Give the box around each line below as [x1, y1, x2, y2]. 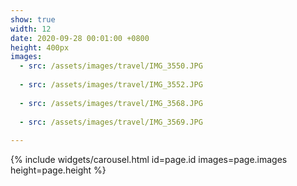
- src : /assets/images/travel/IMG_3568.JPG [19, 98, 203, 108]
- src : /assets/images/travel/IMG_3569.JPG [19, 117, 203, 127]
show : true [10, 14, 56, 25]
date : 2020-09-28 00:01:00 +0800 [10, 33, 150, 43]
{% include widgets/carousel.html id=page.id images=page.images [10, 154, 288, 166]
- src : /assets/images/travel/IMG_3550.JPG [19, 61, 203, 71]
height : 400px [10, 42, 70, 53]
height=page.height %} [10, 164, 107, 176]
